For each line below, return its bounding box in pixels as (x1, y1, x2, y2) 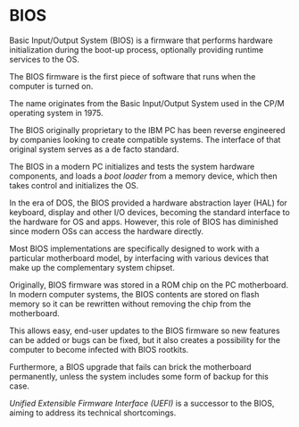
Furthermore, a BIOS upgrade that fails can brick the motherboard (9, 361, 252, 372)
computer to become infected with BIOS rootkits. (9, 344, 189, 355)
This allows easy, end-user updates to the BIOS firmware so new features (9, 325, 280, 336)
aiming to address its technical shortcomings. (9, 407, 177, 418)
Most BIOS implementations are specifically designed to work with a (9, 243, 261, 254)
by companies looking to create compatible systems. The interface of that (9, 134, 281, 145)
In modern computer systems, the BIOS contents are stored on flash (9, 289, 260, 299)
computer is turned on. (9, 80, 94, 91)
